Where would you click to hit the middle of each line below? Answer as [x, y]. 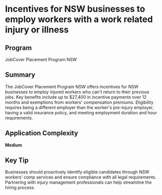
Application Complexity [42, 133]
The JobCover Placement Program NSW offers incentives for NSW [72, 87]
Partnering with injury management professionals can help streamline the [78, 182]
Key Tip [17, 161]
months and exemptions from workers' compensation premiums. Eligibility [79, 102]
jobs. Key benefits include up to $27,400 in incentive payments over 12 [76, 97]
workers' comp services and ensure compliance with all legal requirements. [81, 177]
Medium [14, 145]
